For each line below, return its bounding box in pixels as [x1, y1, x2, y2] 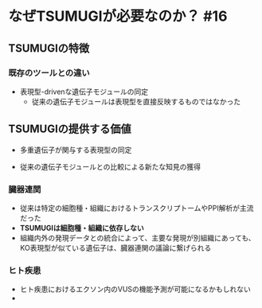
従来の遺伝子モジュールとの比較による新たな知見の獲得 [19, 162, 201, 171]
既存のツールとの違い [8, 67, 90, 78]
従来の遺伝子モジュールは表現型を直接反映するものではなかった [31, 96, 241, 106]
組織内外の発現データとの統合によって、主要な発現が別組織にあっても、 [19, 232, 256, 243]
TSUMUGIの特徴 [8, 41, 90, 55]
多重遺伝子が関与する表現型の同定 [19, 145, 132, 154]
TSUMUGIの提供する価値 [8, 123, 131, 136]
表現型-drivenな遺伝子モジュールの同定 [19, 87, 149, 96]
